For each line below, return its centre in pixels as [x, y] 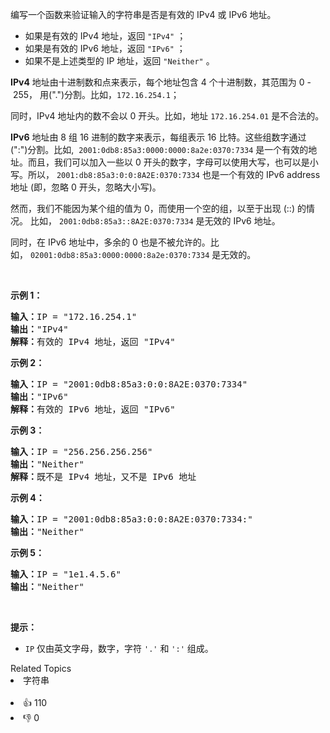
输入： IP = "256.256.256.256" [81, 451]
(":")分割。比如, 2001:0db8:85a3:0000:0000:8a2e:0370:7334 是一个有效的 [159, 149]
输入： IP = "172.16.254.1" [74, 316]
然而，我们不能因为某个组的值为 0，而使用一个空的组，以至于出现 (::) [152, 208]
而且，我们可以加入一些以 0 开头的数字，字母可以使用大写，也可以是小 [173, 162]
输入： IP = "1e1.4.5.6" [66, 574]
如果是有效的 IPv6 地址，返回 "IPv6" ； [105, 48]
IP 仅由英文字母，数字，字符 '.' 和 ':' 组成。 [119, 648]
